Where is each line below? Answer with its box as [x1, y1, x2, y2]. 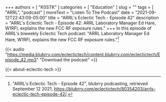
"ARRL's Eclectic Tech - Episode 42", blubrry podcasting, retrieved [12, 80, 148, 86]
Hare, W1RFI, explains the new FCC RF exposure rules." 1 [5, 36, 120, 43]
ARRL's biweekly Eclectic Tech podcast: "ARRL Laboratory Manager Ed [5, 31, 150, 36]
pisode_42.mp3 [5, 56, 37, 62]
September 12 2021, [12, 86, 53, 92]
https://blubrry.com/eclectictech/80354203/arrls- [54, 86, 156, 92]
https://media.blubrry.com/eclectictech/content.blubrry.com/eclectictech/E [7, 51, 161, 57]
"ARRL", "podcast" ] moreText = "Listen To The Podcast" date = [5, 9, 134, 15]
